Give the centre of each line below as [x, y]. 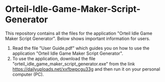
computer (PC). [28, 74]
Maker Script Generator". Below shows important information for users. [78, 39]
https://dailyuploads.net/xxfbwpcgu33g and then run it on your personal [86, 69]
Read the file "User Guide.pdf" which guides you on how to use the [81, 48]
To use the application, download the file [54, 58]
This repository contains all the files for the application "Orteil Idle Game [79, 33]
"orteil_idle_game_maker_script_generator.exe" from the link [74, 64]
